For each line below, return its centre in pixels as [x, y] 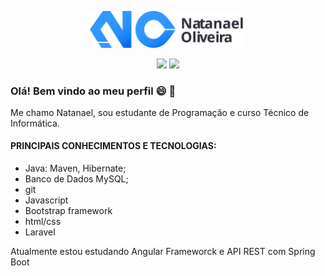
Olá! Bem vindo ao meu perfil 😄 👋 [93, 91]
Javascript [46, 200]
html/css [43, 222]
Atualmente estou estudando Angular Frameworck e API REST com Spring [163, 252]
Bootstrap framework [68, 211]
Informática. [35, 123]
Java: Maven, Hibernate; [75, 168]
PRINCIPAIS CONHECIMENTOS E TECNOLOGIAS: [113, 146]
